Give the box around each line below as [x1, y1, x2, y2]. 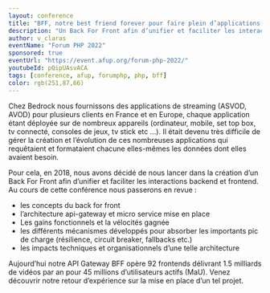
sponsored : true [8, 49, 63, 57]
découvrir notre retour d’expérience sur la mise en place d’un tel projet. [8, 275, 243, 285]
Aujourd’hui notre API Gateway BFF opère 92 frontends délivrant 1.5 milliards [8, 258, 262, 268]
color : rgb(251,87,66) [8, 79, 84, 87]
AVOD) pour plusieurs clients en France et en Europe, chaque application [8, 109, 251, 119]
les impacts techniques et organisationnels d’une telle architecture [19, 242, 239, 253]
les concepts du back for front [19, 200, 121, 210]
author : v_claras [8, 34, 67, 43]
